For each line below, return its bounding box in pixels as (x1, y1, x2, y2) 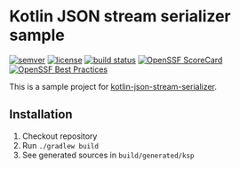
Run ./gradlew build (21, 140, 100, 150)
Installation (9, 107, 73, 122)
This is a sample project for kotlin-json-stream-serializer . (9, 81, 218, 92)
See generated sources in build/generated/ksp (21, 149, 195, 160)
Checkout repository (21, 131, 98, 141)
